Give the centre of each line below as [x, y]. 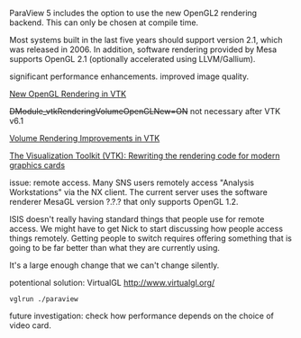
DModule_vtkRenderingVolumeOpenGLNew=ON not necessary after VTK [145, 111]
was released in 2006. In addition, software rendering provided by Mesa [143, 49]
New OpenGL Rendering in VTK [68, 94]
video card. [30, 325]
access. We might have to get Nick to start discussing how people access [146, 229]
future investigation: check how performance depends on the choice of [142, 316]
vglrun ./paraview [44, 299]
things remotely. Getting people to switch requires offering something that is [151, 238]
